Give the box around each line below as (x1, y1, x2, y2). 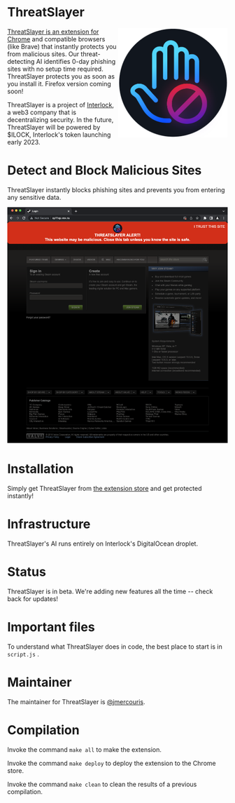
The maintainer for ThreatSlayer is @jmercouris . (7, 697, 145, 706)
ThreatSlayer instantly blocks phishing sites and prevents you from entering (7, 185, 225, 194)
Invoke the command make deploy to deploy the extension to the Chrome (7, 759, 216, 767)
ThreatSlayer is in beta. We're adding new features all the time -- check (7, 587, 213, 595)
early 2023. (7, 137, 41, 146)
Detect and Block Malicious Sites (7, 163, 202, 179)
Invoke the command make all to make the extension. (7, 745, 162, 754)
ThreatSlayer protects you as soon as (7, 72, 115, 81)
